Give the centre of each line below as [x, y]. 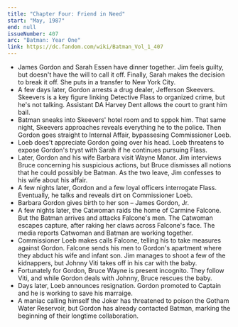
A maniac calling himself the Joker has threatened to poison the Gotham [123, 301]
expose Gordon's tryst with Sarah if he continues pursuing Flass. [112, 150]
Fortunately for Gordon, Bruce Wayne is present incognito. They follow [121, 271]
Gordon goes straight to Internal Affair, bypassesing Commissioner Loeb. [124, 135]
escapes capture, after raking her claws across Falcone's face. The [116, 225]
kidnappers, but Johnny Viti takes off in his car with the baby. [107, 263]
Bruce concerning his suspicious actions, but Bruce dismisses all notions [124, 165]
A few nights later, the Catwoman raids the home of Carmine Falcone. [119, 210]
